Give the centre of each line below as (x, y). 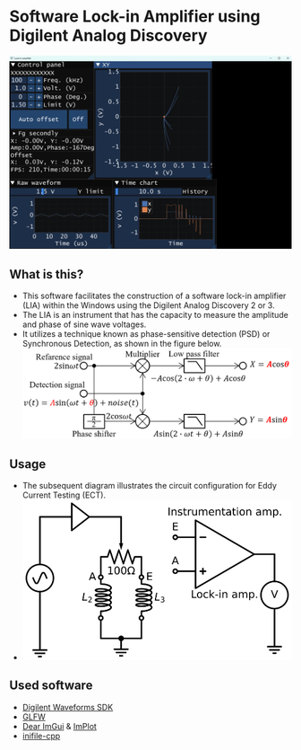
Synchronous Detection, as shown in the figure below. (122, 344)
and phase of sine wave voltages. (84, 324)
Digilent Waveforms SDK (68, 707)
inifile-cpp (41, 736)
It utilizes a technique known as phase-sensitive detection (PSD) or (146, 334)
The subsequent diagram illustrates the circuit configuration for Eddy (150, 486)
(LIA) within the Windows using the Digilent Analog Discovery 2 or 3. (148, 305)
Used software (51, 686)
